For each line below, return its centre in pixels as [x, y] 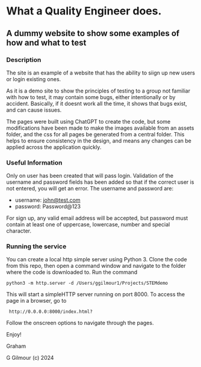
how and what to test [46, 42]
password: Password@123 [48, 207]
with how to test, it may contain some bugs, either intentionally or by [91, 97]
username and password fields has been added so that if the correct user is [100, 182]
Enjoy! [14, 335]
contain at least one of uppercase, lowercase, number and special [88, 225]
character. [19, 231]
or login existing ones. [34, 79]
